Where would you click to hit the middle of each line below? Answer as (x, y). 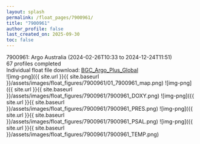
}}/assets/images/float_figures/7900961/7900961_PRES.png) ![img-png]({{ (99, 109)
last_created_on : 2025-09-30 (43, 34)
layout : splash (25, 12)
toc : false (20, 40)
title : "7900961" (28, 23)
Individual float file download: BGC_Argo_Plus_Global (72, 70)
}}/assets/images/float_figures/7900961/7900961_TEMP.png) (83, 134)
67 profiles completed (34, 64)
